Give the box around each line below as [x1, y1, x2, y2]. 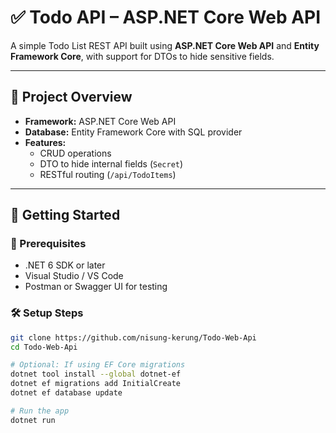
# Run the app [10, 406, 70, 416]
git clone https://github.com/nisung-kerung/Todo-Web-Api [10, 332, 257, 343]
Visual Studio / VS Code [24, 270, 124, 282]
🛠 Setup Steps [10, 306, 84, 320]
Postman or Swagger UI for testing [24, 281, 168, 293]
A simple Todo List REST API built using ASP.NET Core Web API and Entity [10, 39, 320, 51]
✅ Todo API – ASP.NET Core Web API [10, 6, 322, 29]
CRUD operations [39, 147, 112, 159]
